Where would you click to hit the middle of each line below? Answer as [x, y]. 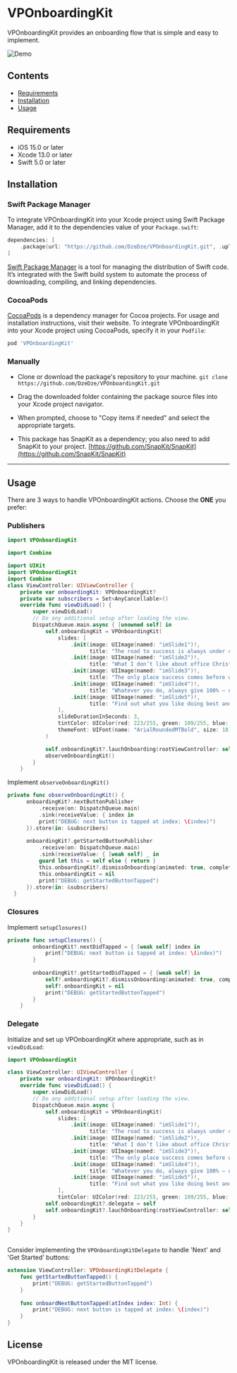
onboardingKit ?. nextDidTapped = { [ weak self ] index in [116, 947]
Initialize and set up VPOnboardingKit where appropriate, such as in [106, 1039]
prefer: [17, 508]
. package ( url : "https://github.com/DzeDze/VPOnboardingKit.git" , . [121, 247]
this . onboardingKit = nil [77, 874]
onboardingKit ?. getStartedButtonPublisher [89, 841]
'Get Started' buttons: [39, 1257]
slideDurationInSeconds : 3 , [99, 717]
